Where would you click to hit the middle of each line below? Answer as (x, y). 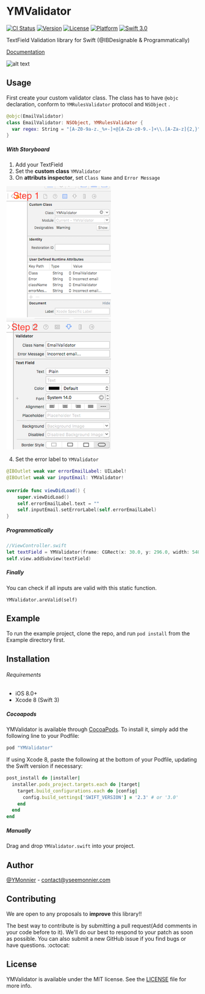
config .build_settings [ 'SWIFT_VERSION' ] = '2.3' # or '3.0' (100, 797)
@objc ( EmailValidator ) (35, 116)
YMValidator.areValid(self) (42, 600)
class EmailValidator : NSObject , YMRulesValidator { (75, 123)
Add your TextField (39, 165)
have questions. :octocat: (38, 945)
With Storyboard (28, 149)
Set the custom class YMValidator (58, 171)
